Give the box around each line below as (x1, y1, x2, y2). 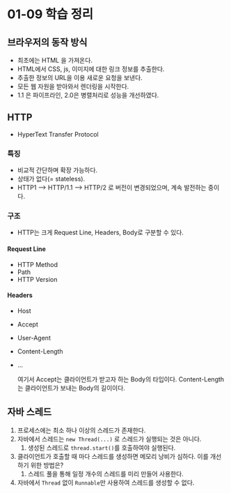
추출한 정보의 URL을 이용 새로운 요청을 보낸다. (17, 74, 143, 82)
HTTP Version (17, 275, 58, 283)
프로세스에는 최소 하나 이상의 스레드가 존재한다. (17, 426, 146, 434)
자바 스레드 (7, 406, 52, 418)
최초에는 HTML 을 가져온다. (17, 56, 93, 64)
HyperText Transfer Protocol (17, 130, 99, 138)
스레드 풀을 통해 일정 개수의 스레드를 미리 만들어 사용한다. (27, 469, 184, 478)
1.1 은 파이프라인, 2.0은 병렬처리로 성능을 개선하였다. (17, 91, 159, 99)
